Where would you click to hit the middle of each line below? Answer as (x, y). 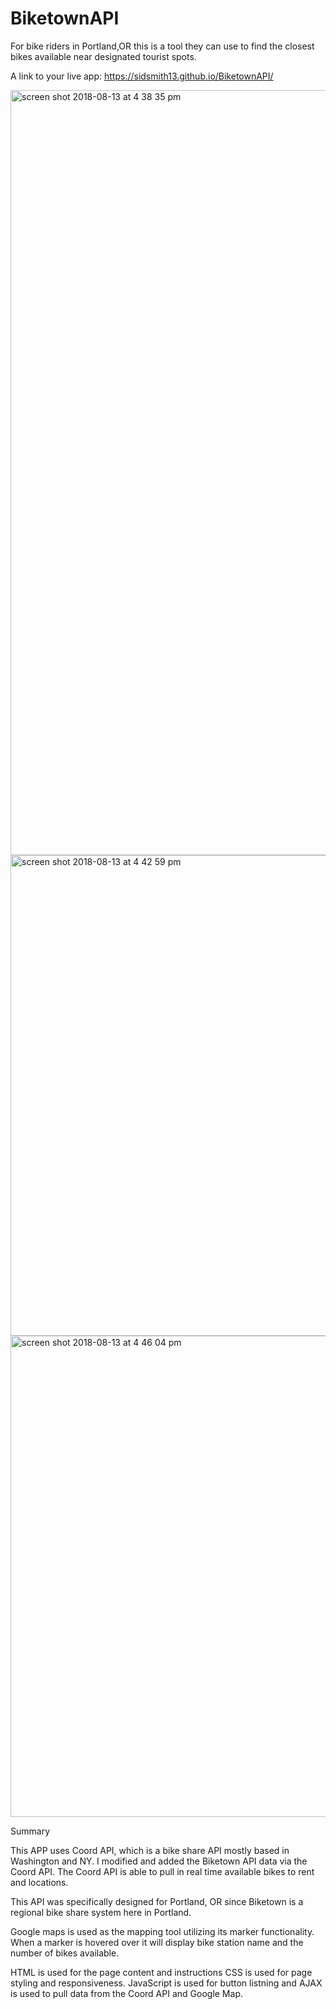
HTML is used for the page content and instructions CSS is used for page (161, 1972)
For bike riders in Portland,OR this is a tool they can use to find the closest (162, 46)
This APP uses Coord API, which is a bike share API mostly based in (150, 1850)
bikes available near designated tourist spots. (103, 56)
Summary (30, 1831)
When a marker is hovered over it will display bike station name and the (157, 1942)
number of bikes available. (65, 1953)
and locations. (39, 1882)
